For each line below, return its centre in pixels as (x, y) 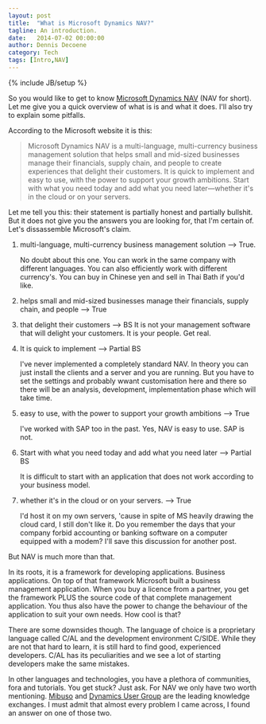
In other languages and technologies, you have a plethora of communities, (130, 679)
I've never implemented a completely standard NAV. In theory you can (134, 364)
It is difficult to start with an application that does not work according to (137, 476)
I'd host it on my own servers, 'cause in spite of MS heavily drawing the (137, 515)
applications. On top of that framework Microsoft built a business (114, 580)
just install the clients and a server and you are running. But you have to (137, 372)
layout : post (30, 16)
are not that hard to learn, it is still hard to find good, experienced (114, 647)
